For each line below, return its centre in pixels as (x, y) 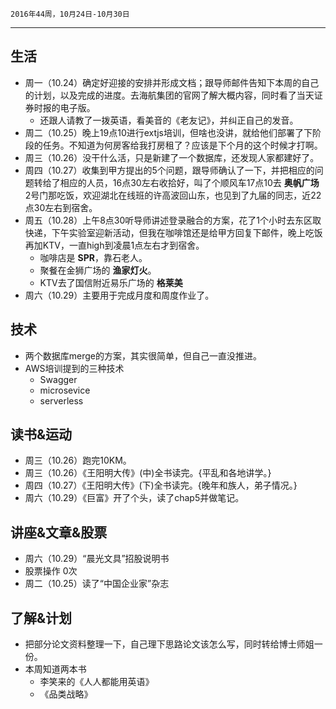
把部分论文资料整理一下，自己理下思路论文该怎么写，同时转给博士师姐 (169, 644)
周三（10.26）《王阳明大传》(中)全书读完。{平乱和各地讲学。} (148, 473)
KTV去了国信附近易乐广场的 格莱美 (111, 282)
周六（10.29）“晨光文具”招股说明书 (97, 559)
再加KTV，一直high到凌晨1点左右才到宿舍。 (114, 245)
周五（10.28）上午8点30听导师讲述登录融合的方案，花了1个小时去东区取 (173, 220)
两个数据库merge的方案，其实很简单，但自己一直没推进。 (143, 355)
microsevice (65, 390)
